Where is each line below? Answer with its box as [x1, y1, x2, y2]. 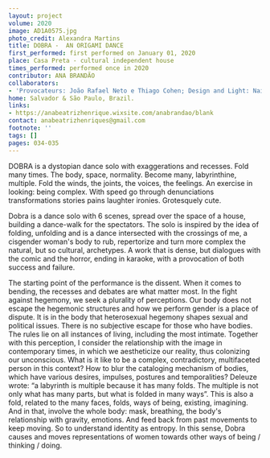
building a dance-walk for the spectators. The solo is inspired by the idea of [8, 219, 260, 229]
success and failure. [8, 262, 76, 272]
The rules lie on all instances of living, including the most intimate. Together [8, 329, 259, 339]
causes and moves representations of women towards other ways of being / [8, 431, 261, 441]
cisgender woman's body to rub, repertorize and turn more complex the [8, 237, 247, 246]
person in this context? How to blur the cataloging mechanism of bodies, [8, 363, 249, 373]
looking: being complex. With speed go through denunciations [8, 187, 215, 196]
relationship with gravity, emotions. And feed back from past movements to [8, 415, 257, 424]
